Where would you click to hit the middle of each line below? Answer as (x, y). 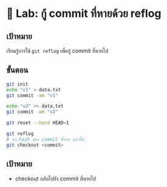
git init (17, 84)
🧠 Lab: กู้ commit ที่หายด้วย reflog (84, 14)
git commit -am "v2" (32, 112)
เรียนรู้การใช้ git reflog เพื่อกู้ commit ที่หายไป (57, 51)
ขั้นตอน (17, 70)
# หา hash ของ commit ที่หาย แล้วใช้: (46, 139)
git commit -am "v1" (32, 95)
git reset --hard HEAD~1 (38, 123)
